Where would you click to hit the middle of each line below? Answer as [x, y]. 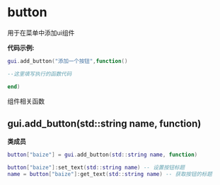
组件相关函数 [26, 101]
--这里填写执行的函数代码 [40, 74]
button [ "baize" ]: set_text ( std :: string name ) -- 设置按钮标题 [96, 168]
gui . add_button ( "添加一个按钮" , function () [68, 61]
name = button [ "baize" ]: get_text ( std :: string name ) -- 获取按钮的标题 [110, 174]
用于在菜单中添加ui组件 [41, 32]
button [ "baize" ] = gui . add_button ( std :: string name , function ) [103, 155]
